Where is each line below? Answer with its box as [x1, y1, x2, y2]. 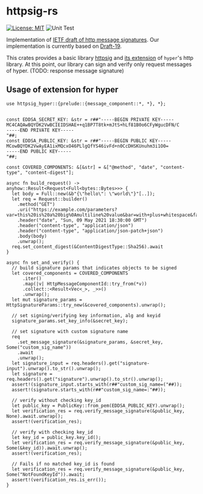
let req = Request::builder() [11, 196, 88, 202]
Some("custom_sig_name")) [6, 344, 71, 351]
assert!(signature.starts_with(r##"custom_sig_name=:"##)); [11, 386, 166, 393]
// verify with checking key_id [11, 429, 94, 435]
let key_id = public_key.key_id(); [11, 434, 101, 440]
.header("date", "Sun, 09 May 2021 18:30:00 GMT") [17, 217, 147, 223]
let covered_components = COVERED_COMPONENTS [11, 270, 129, 276]
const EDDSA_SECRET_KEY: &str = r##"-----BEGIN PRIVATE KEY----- [6, 116, 174, 122]
